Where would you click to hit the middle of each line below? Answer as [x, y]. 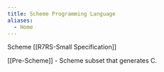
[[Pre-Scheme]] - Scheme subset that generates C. [82, 61]
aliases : [20, 20]
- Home [23, 27]
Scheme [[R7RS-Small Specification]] [62, 47]
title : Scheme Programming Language [61, 14]
